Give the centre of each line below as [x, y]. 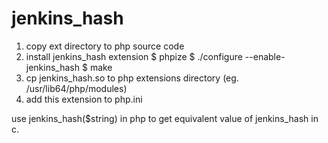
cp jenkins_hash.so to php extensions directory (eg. [132, 78]
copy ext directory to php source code [105, 46]
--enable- [265, 56]
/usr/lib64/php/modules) [76, 88]
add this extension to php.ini [84, 99]
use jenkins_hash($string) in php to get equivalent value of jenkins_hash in [165, 118]
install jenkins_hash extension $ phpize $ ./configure [134, 56]
